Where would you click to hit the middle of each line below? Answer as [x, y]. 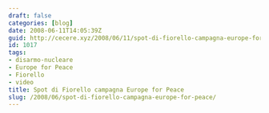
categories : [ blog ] [41, 23]
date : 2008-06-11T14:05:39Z [55, 30]
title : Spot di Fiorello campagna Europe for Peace [96, 90]
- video [21, 82]
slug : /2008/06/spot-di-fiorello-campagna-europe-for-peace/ [112, 97]
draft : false [30, 16]
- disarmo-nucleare [41, 60]
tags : [17, 53]
